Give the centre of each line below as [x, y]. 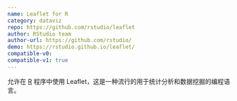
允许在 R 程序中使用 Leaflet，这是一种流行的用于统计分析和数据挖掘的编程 [116, 81]
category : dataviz [35, 21]
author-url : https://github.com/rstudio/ [70, 41]
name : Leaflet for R [38, 14]
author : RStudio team [39, 34]
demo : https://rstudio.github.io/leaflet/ [71, 47]
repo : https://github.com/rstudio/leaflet [71, 27]
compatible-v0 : [30, 54]
